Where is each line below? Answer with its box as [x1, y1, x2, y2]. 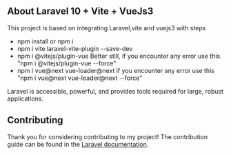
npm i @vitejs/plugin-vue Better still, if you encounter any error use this [17, 52, 221, 60]
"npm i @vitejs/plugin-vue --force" [17, 59, 117, 68]
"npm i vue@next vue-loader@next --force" [17, 74, 143, 82]
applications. [7, 94, 43, 103]
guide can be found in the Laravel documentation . [7, 140, 149, 148]
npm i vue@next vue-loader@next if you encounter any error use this [17, 66, 215, 74]
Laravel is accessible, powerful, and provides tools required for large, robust [7, 87, 224, 95]
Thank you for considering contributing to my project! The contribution [7, 132, 208, 141]
